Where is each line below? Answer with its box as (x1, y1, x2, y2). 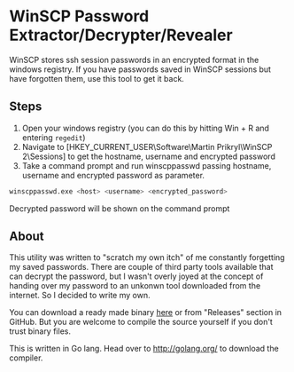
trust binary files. (9, 326, 71, 336)
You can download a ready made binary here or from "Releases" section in (9, 307, 282, 318)
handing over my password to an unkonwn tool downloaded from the (9, 281, 261, 291)
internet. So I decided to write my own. (9, 290, 151, 301)
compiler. (9, 352, 43, 363)
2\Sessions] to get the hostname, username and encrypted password (21, 151, 276, 162)
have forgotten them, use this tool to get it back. (9, 73, 184, 83)
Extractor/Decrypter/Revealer (9, 25, 233, 45)
